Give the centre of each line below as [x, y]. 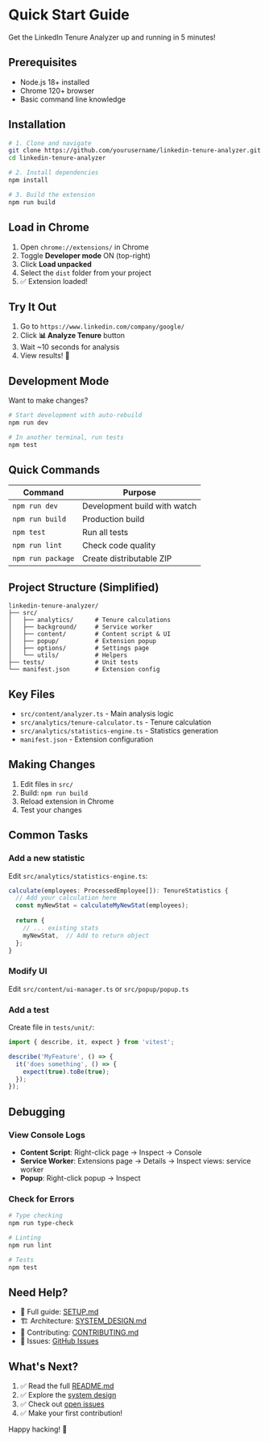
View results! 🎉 [45, 356]
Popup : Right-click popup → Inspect [80, 1178]
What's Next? [43, 1367]
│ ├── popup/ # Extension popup [83, 642]
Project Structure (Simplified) [84, 587]
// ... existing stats [61, 928]
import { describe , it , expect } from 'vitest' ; [91, 1043]
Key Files [31, 694]
